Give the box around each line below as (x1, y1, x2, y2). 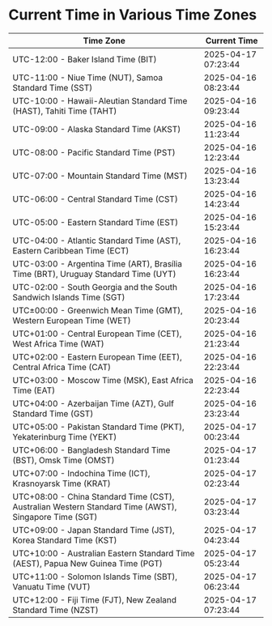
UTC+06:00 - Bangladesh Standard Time (12, 444, 171, 455)
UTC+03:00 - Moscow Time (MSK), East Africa (12, 374, 194, 385)
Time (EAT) (12, 385, 55, 396)
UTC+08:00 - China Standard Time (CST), (12, 491, 175, 502)
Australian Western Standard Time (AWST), (12, 500, 177, 512)
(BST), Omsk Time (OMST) (12, 454, 115, 466)
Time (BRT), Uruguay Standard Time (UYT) (12, 268, 176, 279)
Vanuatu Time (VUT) (12, 581, 91, 592)
